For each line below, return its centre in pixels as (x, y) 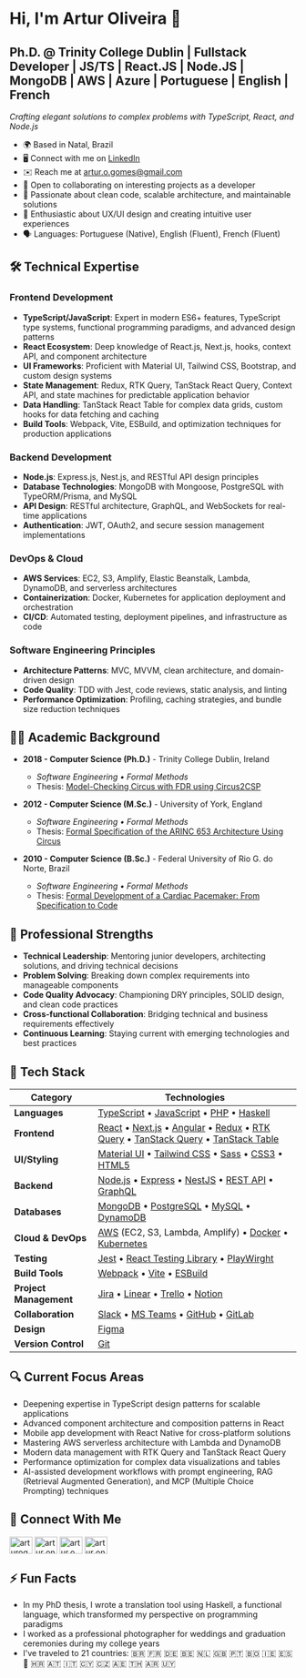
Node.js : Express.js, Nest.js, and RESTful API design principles (141, 476)
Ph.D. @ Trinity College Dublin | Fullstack (128, 52)
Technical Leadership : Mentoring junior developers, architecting (144, 956)
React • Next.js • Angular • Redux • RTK (184, 1128)
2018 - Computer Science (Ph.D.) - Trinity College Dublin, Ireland (146, 759)
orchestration (48, 607)
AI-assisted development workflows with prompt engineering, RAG (148, 1471)
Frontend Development (61, 298)
